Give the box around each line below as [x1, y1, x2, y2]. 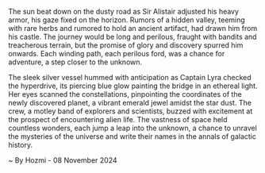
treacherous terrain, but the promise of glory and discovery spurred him [8, 40, 244, 50]
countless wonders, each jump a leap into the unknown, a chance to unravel [8, 123, 258, 133]
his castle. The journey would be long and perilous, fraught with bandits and [8, 32, 257, 41]
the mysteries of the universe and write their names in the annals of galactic [8, 132, 256, 141]
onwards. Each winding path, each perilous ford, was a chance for [8, 49, 225, 58]
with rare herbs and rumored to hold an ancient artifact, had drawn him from [8, 24, 258, 33]
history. [8, 140, 33, 149]
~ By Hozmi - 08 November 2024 [8, 156, 117, 165]
